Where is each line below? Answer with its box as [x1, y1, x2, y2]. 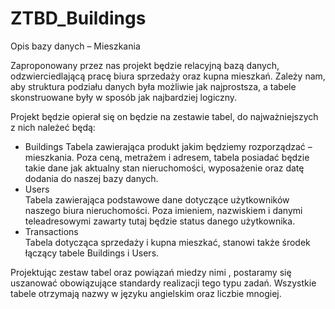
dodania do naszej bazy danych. [24, 172, 159, 184]
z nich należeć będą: [10, 121, 96, 133]
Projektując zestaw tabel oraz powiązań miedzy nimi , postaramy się [10, 266, 292, 278]
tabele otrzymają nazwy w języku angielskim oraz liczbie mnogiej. [10, 287, 282, 299]
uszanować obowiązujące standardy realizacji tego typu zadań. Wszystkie [10, 277, 317, 289]
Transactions [24, 225, 79, 237]
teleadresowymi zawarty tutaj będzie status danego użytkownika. [24, 215, 296, 227]
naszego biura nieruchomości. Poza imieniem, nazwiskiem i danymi [24, 204, 303, 216]
